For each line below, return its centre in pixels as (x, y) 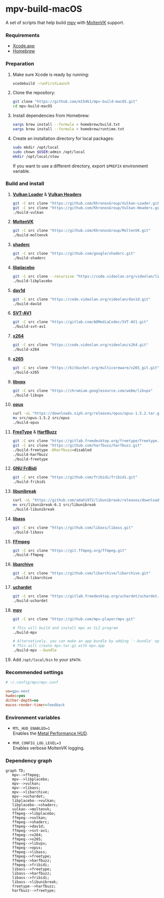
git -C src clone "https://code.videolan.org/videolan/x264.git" (80, 345)
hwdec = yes (16, 696)
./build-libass (28, 532)
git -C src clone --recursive (43, 276)
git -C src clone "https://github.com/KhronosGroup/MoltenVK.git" (82, 231)
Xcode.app (24, 46)
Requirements (23, 35)
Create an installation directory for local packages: (63, 138)
